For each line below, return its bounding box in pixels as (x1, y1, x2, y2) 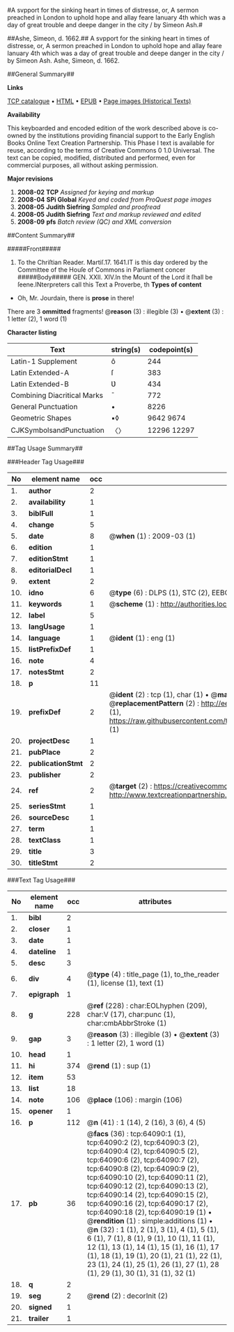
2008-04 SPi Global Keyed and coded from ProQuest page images (17, 195, 212, 204)
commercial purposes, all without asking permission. (7, 161, 159, 169)
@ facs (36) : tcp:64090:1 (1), (86, 1129, 186, 1138)
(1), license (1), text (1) (86, 979, 164, 988)
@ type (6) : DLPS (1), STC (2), (109, 588, 210, 597)
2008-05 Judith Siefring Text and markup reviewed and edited (17, 210, 201, 218)
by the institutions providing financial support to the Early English (28, 132, 215, 139)
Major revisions (7, 174, 54, 183)
